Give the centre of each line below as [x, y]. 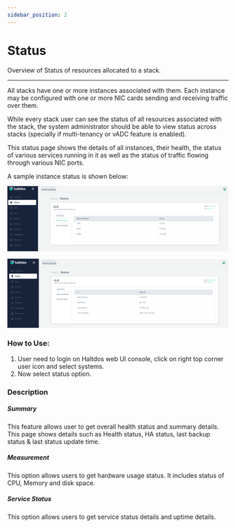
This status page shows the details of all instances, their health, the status [114, 147]
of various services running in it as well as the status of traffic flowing [108, 155]
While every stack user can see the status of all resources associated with [115, 119]
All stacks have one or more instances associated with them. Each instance [116, 90]
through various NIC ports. [46, 163]
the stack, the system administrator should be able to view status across [112, 126]
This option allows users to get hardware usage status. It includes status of [116, 475]
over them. [23, 105]
